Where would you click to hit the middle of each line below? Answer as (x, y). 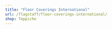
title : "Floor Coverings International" (48, 10)
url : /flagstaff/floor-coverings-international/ (56, 14)
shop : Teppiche (21, 19)
